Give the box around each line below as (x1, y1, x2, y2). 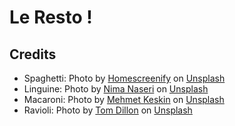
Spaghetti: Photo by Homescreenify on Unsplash (23, 72, 226, 84)
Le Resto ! (9, 6, 93, 29)
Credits (9, 46, 57, 63)
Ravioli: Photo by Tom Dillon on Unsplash (23, 104, 193, 116)
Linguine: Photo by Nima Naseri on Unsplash (23, 83, 209, 95)
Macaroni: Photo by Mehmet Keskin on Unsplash (23, 94, 225, 105)
